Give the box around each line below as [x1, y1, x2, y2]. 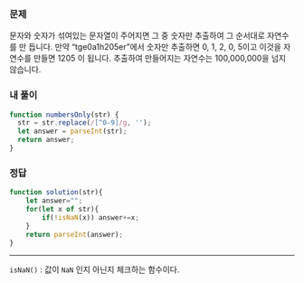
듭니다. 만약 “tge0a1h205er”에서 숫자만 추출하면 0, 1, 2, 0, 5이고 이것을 [28, 42, 282, 52]
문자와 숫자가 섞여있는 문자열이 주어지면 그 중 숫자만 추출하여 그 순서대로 [9, 30, 265, 42]
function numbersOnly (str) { [9, 110, 119, 119]
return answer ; [17, 136, 75, 145]
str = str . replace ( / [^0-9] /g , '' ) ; [17, 118, 152, 127]
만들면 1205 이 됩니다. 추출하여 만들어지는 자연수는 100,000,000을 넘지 [33, 52, 287, 64]
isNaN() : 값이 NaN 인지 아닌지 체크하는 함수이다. [9, 264, 180, 275]
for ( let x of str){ [25, 205, 100, 214]
